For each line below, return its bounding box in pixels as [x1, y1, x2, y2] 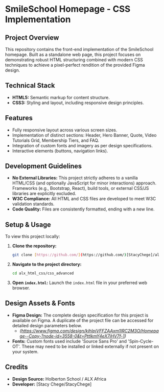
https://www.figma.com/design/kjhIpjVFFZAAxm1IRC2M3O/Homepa [21, 328, 159, 334]
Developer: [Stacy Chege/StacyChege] [12, 381, 92, 387]
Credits [5, 363, 28, 371]
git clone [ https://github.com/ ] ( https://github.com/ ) [12, 253, 127, 258]
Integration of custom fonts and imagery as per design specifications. [12, 142, 153, 148]
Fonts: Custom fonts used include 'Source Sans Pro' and [12, 338, 127, 344]
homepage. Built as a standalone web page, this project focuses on [5, 52, 141, 57]
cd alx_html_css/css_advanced [12, 271, 74, 276]
